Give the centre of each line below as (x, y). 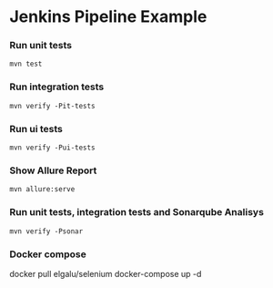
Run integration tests (57, 87)
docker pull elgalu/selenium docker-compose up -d (106, 273)
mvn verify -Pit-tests (52, 106)
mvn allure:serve (42, 190)
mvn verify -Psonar (46, 231)
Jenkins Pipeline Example (108, 17)
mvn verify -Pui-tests (52, 148)
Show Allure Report (53, 170)
